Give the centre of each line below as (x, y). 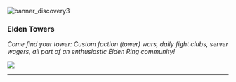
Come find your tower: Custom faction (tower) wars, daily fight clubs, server (118, 44)
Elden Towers (31, 29)
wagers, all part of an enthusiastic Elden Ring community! (91, 52)
